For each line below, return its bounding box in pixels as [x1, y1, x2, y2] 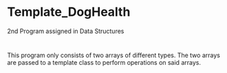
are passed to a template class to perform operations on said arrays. [7, 59, 202, 67]
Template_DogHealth [7, 4, 131, 20]
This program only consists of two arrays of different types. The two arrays [7, 51, 220, 59]
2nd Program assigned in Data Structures [7, 27, 125, 35]
